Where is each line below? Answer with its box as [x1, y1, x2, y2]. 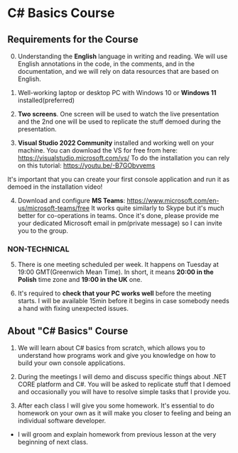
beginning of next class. [17, 438, 89, 447]
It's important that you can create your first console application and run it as [7, 175, 229, 183]
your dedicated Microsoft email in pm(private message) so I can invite [17, 219, 222, 227]
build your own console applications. [17, 359, 126, 367]
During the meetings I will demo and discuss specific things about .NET [17, 373, 227, 381]
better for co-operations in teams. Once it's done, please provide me [17, 212, 219, 219]
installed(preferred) [17, 96, 75, 104]
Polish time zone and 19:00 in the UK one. [17, 275, 143, 284]
